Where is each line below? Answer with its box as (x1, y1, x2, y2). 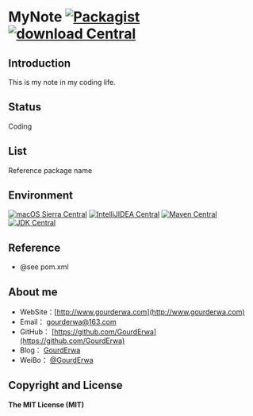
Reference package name (8, 165, 93, 175)
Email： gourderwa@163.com (19, 318, 117, 327)
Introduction (8, 56, 71, 70)
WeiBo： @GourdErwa (19, 356, 94, 365)
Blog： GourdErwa (19, 345, 81, 355)
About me (8, 285, 58, 299)
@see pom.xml (19, 262, 69, 272)
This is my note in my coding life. (8, 78, 117, 87)
